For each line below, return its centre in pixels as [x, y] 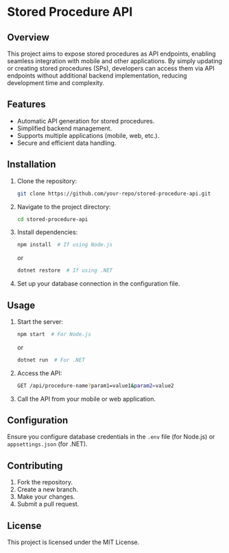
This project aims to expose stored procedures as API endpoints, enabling [111, 54]
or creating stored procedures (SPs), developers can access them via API [111, 68]
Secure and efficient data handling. [67, 143]
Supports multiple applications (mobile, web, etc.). [88, 135]
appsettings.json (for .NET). [47, 444]
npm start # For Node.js [54, 334]
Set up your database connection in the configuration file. [98, 284]
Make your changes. [46, 497]
